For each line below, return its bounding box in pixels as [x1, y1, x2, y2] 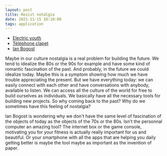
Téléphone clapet [12, 41, 49, 47]
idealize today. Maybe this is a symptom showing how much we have [5, 71, 148, 78]
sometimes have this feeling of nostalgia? [5, 103, 91, 109]
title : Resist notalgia [5, 12, 55, 17]
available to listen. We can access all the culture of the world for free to [5, 87, 152, 93]
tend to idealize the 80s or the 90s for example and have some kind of [5, 61, 150, 67]
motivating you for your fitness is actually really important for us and [5, 129, 146, 135]
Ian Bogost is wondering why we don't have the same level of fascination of [5, 113, 161, 119]
